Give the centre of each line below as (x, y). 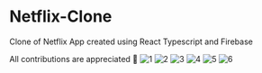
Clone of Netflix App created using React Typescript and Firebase (131, 41)
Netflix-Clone (61, 17)
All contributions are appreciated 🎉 (73, 59)
